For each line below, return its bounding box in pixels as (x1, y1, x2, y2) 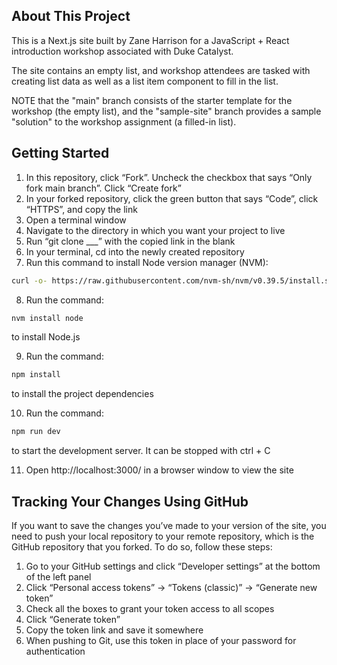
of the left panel (25, 570, 92, 583)
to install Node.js (11, 331, 81, 343)
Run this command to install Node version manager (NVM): (25, 256, 269, 268)
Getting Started (11, 145, 110, 162)
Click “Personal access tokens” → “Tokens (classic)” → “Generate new (25, 581, 318, 593)
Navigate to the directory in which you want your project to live (25, 224, 286, 236)
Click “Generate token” (25, 613, 121, 625)
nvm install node (11, 313, 84, 323)
